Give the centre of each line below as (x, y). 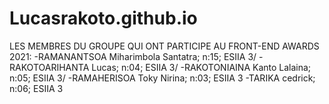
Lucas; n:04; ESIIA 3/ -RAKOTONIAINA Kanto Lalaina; (201, 67)
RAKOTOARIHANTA (49, 67)
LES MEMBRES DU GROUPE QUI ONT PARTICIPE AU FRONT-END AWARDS (164, 46)
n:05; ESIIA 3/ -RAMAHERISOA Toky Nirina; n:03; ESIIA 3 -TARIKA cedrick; (162, 78)
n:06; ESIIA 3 (36, 88)
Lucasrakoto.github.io (103, 18)
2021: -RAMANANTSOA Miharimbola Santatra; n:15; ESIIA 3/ (133, 56)
